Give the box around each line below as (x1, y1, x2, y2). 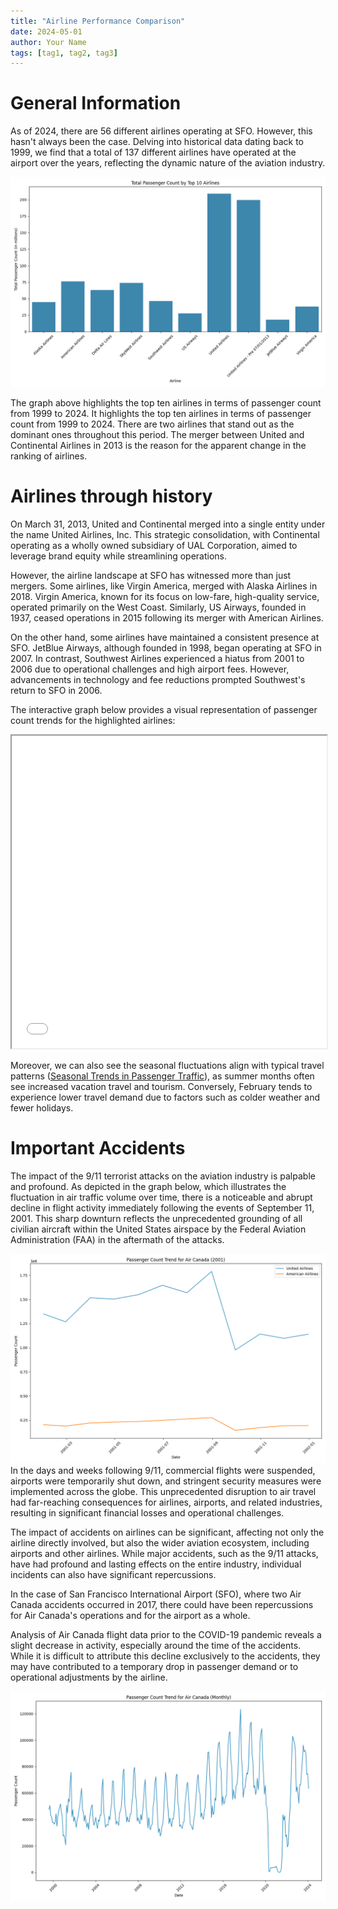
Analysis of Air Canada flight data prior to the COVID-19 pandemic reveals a (10, 1629, 322, 1641)
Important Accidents (10, 1136, 186, 1159)
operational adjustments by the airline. (10, 1671, 168, 1684)
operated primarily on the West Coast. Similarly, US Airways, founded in (10, 601, 307, 613)
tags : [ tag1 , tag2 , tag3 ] (10, 48, 118, 58)
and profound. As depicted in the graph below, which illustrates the (10, 1180, 287, 1192)
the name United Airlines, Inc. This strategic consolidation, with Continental (10, 528, 320, 540)
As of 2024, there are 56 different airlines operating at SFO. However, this (10, 125, 313, 137)
